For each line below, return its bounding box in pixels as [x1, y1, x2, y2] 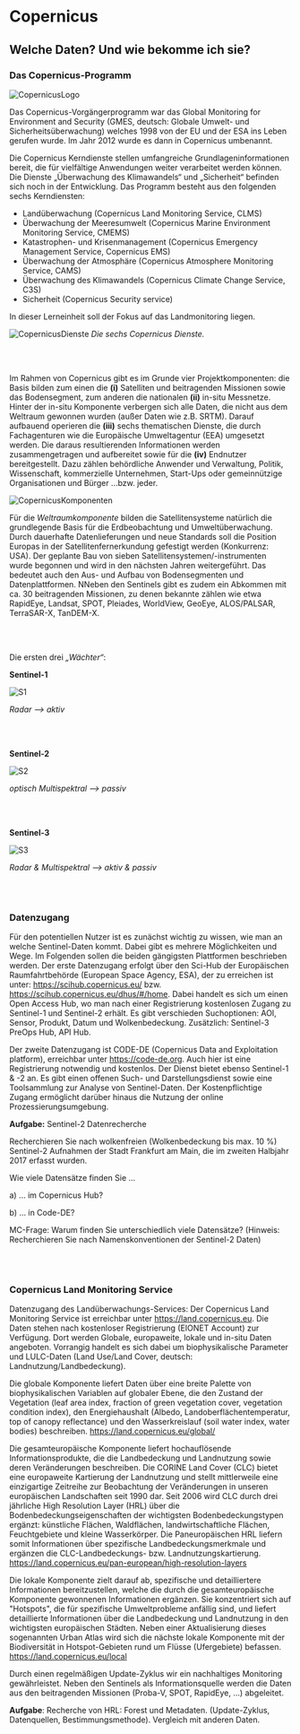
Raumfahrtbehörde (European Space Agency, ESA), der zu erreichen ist [9, 970, 274, 981]
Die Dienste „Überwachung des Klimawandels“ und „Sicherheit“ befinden [9, 171, 279, 182]
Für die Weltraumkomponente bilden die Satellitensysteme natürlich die [9, 512, 273, 523]
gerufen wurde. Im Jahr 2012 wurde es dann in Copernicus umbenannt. [9, 134, 273, 145]
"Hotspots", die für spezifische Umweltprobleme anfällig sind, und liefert [9, 1603, 277, 1615]
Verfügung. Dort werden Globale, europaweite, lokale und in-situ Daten [9, 1332, 272, 1343]
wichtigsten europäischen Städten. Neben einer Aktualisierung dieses [9, 1623, 267, 1634]
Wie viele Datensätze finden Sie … [9, 1173, 136, 1183]
